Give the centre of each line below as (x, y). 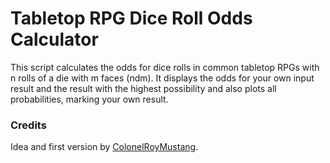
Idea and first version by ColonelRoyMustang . (104, 147)
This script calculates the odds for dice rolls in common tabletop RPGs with (165, 67)
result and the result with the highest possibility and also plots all (143, 88)
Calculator (54, 39)
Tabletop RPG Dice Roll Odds (131, 18)
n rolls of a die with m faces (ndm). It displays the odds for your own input (162, 78)
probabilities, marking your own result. (89, 99)
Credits (28, 125)
